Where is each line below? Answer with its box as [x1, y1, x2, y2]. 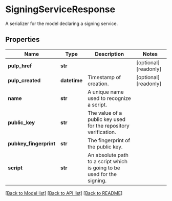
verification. [88, 129, 116, 136]
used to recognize [88, 94, 132, 102]
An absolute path [88, 152, 129, 159]
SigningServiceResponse [5, 4, 116, 15]
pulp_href [8, 62, 32, 69]
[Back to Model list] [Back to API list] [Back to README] [5, 190, 123, 196]
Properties [5, 35, 40, 44]
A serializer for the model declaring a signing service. [5, 20, 118, 27]
